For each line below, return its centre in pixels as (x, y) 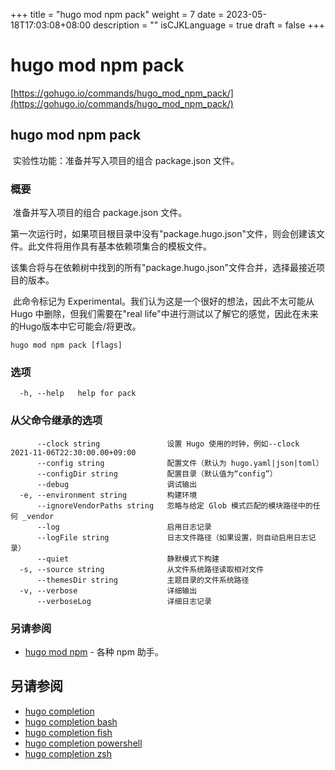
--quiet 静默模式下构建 (128, 559)
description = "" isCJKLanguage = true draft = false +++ (209, 25)
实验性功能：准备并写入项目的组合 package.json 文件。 (126, 160)
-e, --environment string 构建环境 (108, 495)
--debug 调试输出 (117, 484)
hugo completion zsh (68, 753)
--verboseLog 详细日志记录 (124, 601)
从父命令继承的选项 (56, 421)
